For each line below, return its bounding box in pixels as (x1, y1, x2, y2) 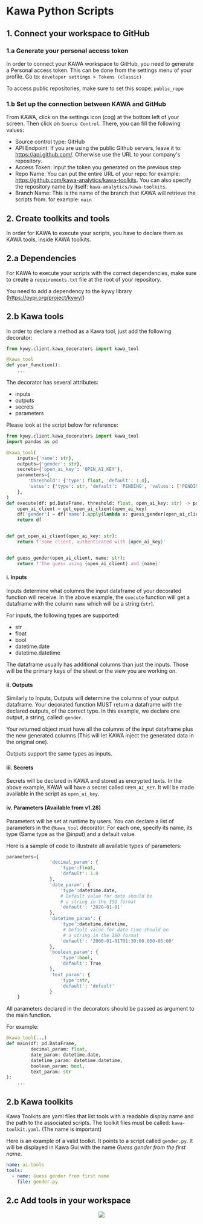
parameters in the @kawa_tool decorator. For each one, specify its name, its (6, 824, 193, 831)
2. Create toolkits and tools (6, 213, 110, 224)
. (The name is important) (38, 1125, 102, 1133)
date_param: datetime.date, (30, 1052, 101, 1058)
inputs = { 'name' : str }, (17, 455, 74, 461)
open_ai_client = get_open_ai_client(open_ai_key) (17, 506, 147, 512)
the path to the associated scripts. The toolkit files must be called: (6, 1119, 170, 1126)
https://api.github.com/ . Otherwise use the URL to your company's (14, 151, 181, 158)
